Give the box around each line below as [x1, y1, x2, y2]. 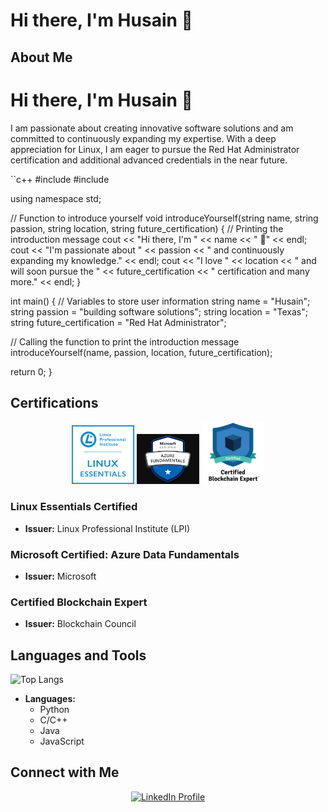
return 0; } [10, 365, 53, 378]
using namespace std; [10, 192, 102, 204]
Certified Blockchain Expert [10, 595, 148, 609]
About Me [10, 49, 73, 66]
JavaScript [39, 735, 85, 748]
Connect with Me [10, 764, 120, 781]
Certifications [10, 394, 99, 411]
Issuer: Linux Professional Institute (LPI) [24, 522, 191, 534]
